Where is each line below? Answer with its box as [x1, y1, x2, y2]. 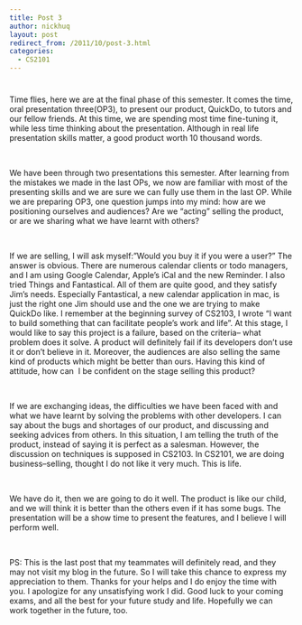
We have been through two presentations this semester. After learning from [9, 168, 290, 179]
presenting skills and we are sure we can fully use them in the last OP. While [9, 187, 293, 198]
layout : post [9, 30, 59, 39]
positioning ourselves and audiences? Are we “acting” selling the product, [9, 206, 284, 217]
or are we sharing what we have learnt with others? [9, 216, 200, 227]
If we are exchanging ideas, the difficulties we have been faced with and [9, 401, 279, 412]
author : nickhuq [9, 22, 70, 31]
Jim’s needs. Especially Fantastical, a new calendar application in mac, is [9, 289, 280, 300]
